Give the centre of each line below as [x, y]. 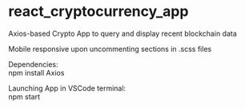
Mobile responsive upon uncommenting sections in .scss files [110, 49]
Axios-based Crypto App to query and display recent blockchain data [123, 33]
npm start [24, 96]
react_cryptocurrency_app [98, 12]
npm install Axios [36, 72]
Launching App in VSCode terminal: [67, 88]
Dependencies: [33, 64]
